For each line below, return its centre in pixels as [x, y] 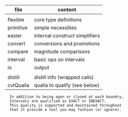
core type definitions [58, 20]
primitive [18, 28]
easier [15, 35]
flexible [16, 20]
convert [16, 44]
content [67, 10]
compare [18, 52]
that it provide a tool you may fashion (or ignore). [65, 110]
